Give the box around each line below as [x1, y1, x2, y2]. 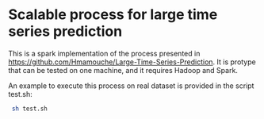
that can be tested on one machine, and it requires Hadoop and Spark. [8, 65, 238, 75]
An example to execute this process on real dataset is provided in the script [8, 81, 254, 90]
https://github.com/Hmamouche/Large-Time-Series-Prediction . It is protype [8, 57, 256, 67]
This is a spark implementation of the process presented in [8, 48, 201, 58]
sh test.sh [11, 105, 48, 113]
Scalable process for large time [8, 6, 218, 24]
